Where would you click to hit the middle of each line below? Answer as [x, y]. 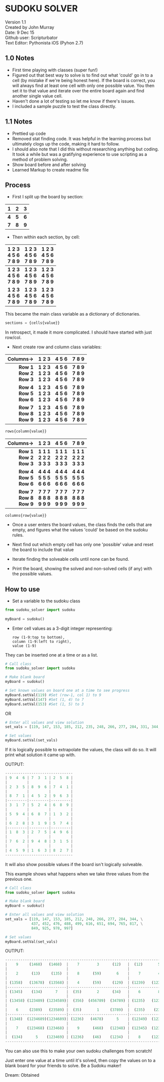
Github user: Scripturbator [31, 38]
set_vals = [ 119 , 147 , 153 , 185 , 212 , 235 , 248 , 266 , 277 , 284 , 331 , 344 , [83, 727]
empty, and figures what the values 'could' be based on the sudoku [80, 530]
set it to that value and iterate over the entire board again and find [78, 90]
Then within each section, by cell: [46, 237]
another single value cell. [37, 96]
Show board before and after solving [49, 165]
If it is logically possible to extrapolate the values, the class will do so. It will [81, 750]
